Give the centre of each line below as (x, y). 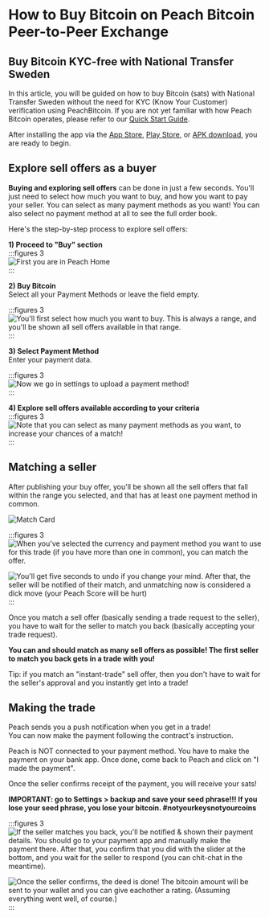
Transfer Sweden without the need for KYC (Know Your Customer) (118, 102)
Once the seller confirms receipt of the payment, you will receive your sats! (132, 784)
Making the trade (52, 708)
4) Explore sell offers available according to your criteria (104, 408)
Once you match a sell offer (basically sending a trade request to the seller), (134, 617)
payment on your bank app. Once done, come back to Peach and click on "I (134, 760)
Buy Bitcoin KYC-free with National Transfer (121, 61)
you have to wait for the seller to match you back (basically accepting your (132, 625)
